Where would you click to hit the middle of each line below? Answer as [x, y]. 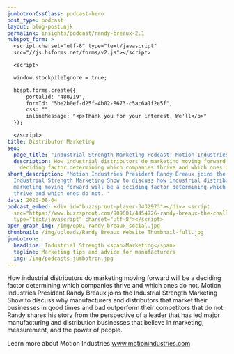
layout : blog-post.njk [40, 26]
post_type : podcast [36, 20]
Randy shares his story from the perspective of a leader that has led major [114, 315]
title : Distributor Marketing [51, 141]
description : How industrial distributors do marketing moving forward [120, 161]
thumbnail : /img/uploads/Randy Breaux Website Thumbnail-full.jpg [106, 233]
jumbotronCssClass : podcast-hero [56, 14]
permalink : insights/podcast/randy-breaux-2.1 [76, 33]
